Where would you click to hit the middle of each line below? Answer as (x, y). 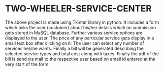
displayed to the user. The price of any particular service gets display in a (80, 38)
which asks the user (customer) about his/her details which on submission (81, 27)
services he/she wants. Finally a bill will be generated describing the (74, 48)
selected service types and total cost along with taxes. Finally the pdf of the (82, 54)
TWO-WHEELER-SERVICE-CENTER (78, 9)
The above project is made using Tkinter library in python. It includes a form (82, 22)
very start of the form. (28, 64)
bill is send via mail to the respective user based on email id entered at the (80, 59)
